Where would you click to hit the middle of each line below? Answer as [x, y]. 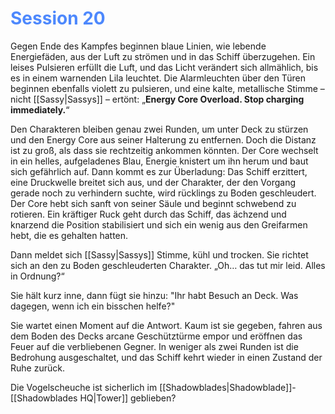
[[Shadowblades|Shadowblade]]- [228, 387]
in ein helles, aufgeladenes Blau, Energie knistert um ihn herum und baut [159, 161]
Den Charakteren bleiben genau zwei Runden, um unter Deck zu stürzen [159, 129]
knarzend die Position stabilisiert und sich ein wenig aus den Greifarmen [159, 224]
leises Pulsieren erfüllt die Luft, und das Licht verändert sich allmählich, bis [164, 67]
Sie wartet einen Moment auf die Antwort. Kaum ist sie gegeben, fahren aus [166, 325]
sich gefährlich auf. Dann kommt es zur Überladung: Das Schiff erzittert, [159, 171]
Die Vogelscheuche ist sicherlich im [84, 387]
